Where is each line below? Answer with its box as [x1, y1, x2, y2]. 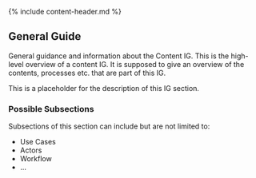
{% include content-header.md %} [8, 7, 122, 16]
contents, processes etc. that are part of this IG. [8, 68, 166, 77]
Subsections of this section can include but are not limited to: [8, 121, 210, 131]
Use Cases [19, 137, 56, 147]
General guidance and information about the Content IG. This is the [8, 51, 230, 61]
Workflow [19, 154, 52, 164]
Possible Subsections [8, 103, 94, 114]
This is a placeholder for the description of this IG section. [8, 83, 200, 93]
